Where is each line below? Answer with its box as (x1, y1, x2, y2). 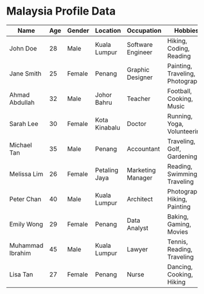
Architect (126, 195, 153, 203)
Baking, (167, 212, 189, 220)
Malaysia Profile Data (6, 4, 116, 18)
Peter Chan (9, 195, 41, 203)
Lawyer (126, 245, 148, 253)
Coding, (167, 44, 190, 52)
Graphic (126, 65, 150, 74)
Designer (126, 73, 153, 82)
